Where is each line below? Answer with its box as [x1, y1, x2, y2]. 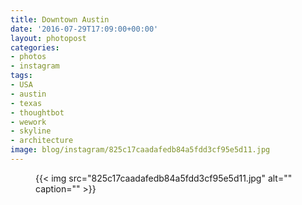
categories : [10, 42, 60, 53]
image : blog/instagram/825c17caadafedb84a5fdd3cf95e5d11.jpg [10, 145, 271, 155]
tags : [10, 71, 33, 81]
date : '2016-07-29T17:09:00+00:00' [10, 24, 159, 34]
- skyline [10, 126, 52, 136]
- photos [10, 52, 47, 62]
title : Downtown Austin [10, 14, 110, 25]
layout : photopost [10, 33, 87, 43]
